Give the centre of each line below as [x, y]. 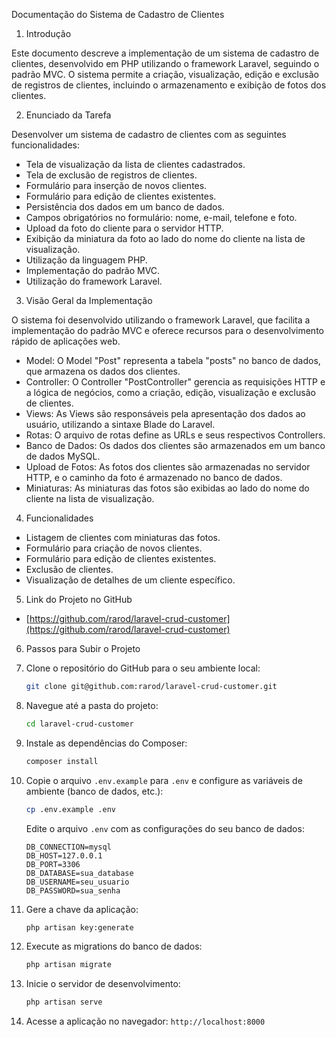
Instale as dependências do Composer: [106, 743]
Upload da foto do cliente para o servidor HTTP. [124, 228]
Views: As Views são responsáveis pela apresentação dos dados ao [165, 413]
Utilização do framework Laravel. [94, 281]
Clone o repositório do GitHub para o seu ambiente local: [143, 668]
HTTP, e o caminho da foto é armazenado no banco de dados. [154, 477]
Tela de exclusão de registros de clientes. [111, 175]
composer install [62, 761]
